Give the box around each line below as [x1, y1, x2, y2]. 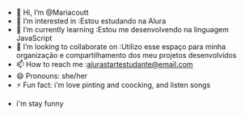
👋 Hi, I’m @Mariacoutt [15, 8, 89, 17]
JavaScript [15, 33, 53, 43]
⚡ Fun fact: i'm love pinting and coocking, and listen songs [15, 81, 211, 89]
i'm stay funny [15, 99, 64, 108]
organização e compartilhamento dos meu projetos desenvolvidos [15, 51, 237, 60]
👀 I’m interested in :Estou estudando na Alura [15, 16, 167, 26]
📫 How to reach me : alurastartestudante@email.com [15, 60, 193, 68]
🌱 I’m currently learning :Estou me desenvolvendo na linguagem [15, 25, 229, 34]
